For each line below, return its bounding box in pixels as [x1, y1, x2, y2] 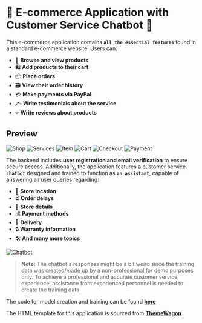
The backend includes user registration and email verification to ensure [6, 156, 188, 164]
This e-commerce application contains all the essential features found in [6, 38, 197, 45]
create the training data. [21, 286, 82, 293]
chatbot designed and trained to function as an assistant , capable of [6, 169, 180, 176]
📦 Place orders [15, 72, 56, 79]
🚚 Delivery [15, 218, 42, 226]
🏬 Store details [15, 203, 53, 210]
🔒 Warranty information [15, 225, 76, 233]
